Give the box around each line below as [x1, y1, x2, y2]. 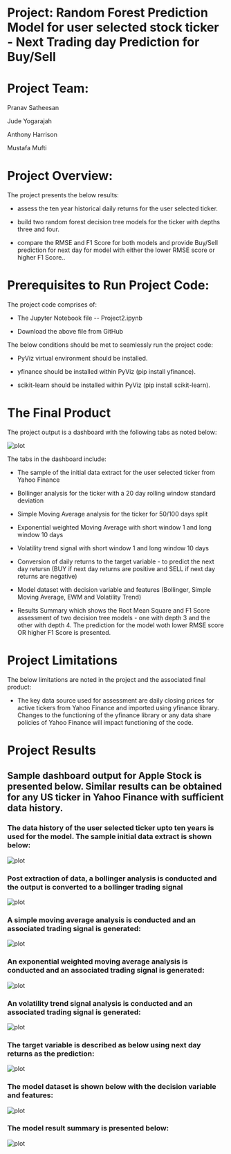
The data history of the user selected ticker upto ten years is [7, 823, 214, 833]
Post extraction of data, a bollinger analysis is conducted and [7, 874, 217, 883]
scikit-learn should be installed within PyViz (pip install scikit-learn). [17, 381, 211, 389]
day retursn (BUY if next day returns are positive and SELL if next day [17, 564, 216, 573]
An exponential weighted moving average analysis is [7, 957, 188, 966]
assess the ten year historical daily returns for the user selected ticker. [17, 204, 218, 213]
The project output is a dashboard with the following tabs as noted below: [7, 428, 217, 436]
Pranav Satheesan [7, 104, 59, 112]
